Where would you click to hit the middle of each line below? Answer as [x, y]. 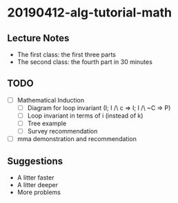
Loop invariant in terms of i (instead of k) [85, 116]
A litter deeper [38, 185]
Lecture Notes [38, 38]
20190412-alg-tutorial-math [90, 13]
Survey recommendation [62, 131]
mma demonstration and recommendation [77, 139]
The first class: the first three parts [66, 54]
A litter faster [36, 178]
